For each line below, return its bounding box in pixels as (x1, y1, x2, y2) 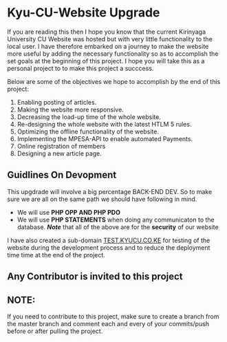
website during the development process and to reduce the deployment (7, 243, 210, 252)
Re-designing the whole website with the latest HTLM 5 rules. (17, 120, 192, 128)
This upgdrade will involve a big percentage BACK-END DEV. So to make (7, 187, 213, 195)
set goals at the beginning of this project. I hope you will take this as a (7, 56, 205, 65)
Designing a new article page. (17, 149, 102, 158)
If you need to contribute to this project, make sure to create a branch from (7, 312, 219, 321)
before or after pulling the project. (7, 327, 103, 335)
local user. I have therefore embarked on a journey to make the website (7, 42, 209, 50)
